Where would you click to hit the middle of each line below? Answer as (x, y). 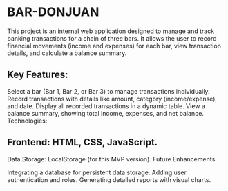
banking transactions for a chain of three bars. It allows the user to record (112, 38)
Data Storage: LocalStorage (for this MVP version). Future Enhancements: (112, 159)
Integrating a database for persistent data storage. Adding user (97, 172)
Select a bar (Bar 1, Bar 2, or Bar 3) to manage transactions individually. (108, 91)
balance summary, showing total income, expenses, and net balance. (105, 113)
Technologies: (27, 121)
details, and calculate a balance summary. (67, 53)
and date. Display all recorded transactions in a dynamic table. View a (106, 106)
